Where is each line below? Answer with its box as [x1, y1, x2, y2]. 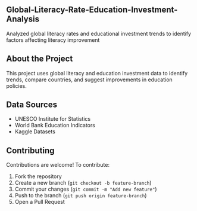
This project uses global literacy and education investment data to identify [6, 69, 188, 77]
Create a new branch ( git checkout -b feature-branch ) [14, 179, 152, 186]
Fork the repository [14, 173, 62, 180]
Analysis [6, 14, 40, 25]
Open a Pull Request [14, 198, 65, 206]
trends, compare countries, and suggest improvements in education [6, 76, 173, 83]
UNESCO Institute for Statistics [14, 115, 91, 123]
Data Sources [6, 100, 58, 110]
